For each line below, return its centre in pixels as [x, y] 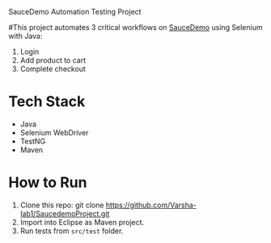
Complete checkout [53, 69]
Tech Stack [47, 102]
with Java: [25, 36]
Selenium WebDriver [54, 132]
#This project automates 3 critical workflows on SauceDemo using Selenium [135, 27]
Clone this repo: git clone [62, 205]
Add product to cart [53, 60]
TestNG [33, 141]
